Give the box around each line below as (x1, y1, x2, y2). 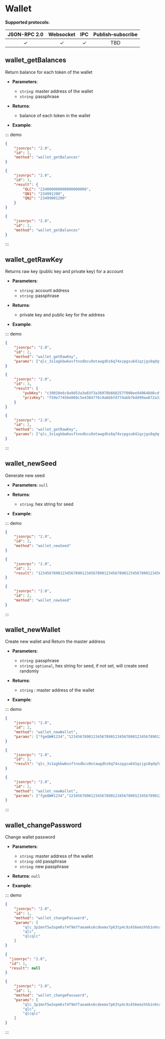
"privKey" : (23, 395, 45, 400)
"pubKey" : (23, 390, 43, 396)
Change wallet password (5, 834, 55, 840)
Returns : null (12, 873, 40, 879)
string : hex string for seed (19, 501, 74, 507)
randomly (19, 668, 39, 674)
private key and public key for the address (19, 312, 105, 318)
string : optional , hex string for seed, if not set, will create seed (19, 663, 148, 669)
